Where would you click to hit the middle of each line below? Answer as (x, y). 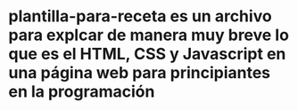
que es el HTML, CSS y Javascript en (147, 54)
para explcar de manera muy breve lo (149, 35)
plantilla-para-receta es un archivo (141, 16)
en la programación (82, 92)
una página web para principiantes (140, 73)
